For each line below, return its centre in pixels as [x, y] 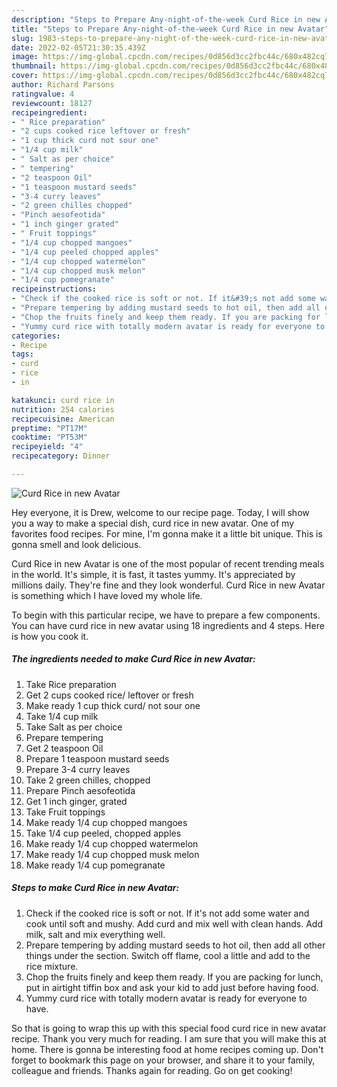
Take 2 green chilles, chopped [88, 780]
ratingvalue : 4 [43, 94]
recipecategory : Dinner [61, 456]
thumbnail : [34, 66]
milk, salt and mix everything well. [95, 934]
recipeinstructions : [54, 289]
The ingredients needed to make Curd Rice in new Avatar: [133, 659]
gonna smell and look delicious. [76, 544]
